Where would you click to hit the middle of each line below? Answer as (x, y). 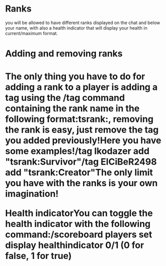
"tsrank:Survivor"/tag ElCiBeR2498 (81, 162)
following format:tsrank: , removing (79, 119)
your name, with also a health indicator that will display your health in (76, 28)
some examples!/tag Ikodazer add (77, 151)
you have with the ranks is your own (81, 183)
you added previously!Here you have (83, 141)
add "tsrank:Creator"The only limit (79, 172)
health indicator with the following (78, 224)
